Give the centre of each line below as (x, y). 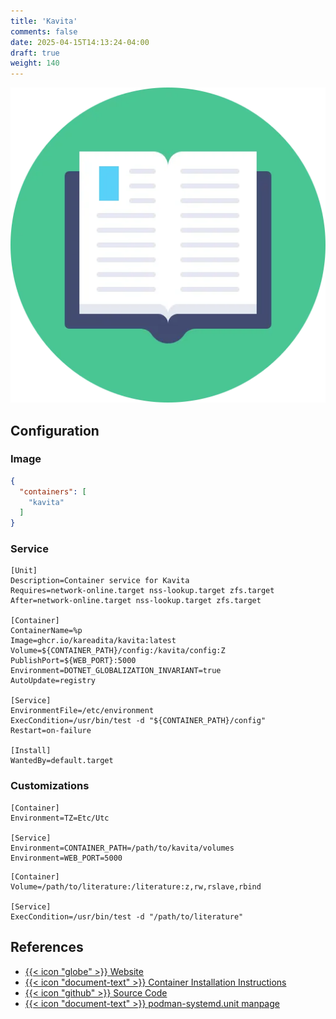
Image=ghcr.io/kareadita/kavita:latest (93, 641)
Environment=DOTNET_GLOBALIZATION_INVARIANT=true (116, 671)
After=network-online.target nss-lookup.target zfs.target (136, 601)
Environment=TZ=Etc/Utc (60, 818)
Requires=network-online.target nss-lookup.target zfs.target (142, 591)
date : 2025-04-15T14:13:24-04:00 (80, 42)
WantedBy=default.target (62, 761)
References (47, 947)
